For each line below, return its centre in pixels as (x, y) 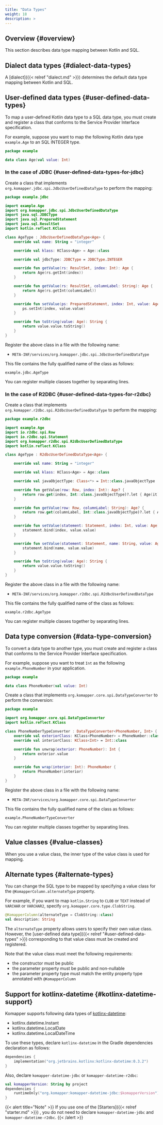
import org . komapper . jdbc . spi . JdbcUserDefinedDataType (62, 210)
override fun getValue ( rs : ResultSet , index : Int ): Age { (73, 268)
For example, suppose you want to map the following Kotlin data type (74, 137)
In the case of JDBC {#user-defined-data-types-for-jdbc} (74, 172)
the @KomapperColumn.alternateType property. (50, 891)
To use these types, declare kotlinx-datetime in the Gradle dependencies (79, 1043)
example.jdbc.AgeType (27, 373)
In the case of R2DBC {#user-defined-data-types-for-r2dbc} (78, 394)
